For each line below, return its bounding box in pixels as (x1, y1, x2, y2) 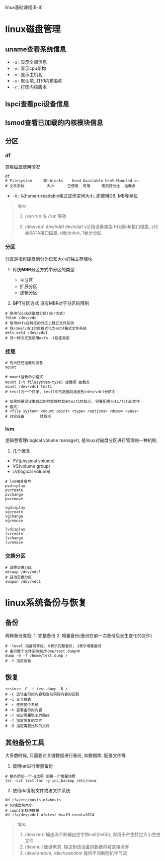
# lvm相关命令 (5, 479, 31, 484)
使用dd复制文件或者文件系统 (12, 788, 71, 794)
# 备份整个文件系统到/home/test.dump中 (5, 648, 81, 653)
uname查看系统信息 (5, 45, 67, 53)
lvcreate (5, 532, 23, 537)
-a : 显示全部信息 (12, 59, 47, 65)
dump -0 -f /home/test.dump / (5, 653, 68, 658)
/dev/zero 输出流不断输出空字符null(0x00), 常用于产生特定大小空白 (24, 832, 161, 838)
